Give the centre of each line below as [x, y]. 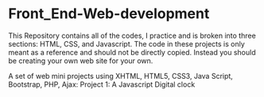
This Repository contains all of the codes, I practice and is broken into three [132, 35]
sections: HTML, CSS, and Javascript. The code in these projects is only [126, 43]
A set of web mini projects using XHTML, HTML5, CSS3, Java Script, [120, 76]
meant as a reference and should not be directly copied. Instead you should [132, 52]
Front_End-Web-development [109, 14]
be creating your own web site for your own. [81, 61]
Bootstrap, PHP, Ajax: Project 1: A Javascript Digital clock [102, 84]
